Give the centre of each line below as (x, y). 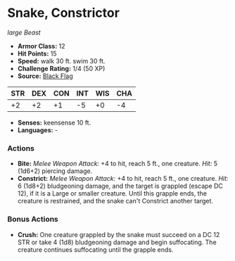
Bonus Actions (33, 219)
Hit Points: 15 (37, 53)
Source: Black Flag (45, 76)
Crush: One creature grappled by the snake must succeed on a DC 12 (119, 234)
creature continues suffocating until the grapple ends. (95, 249)
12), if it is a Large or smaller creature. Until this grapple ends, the (112, 193)
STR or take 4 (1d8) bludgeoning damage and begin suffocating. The (117, 242)
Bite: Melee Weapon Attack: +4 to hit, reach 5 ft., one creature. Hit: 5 (118, 164)
